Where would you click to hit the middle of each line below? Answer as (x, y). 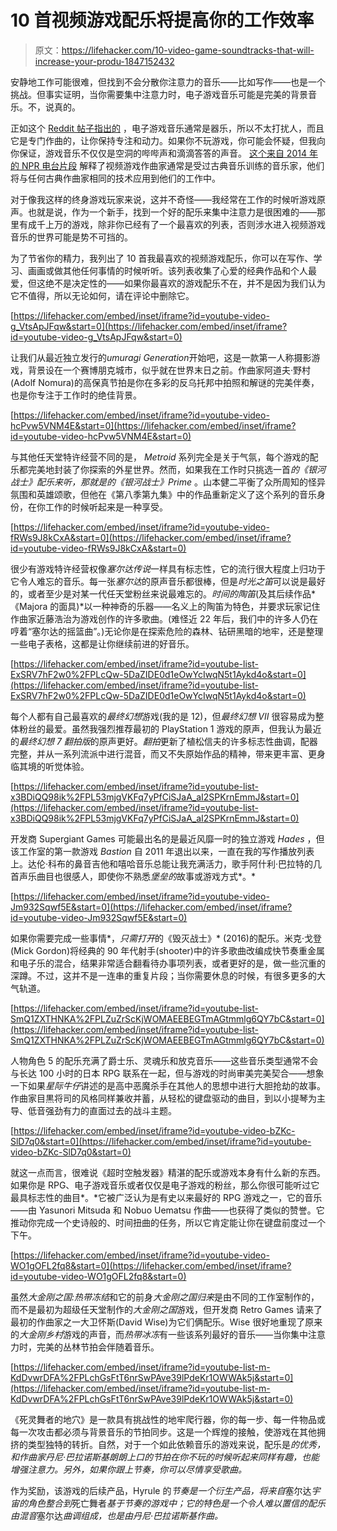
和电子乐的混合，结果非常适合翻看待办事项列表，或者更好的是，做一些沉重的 (168, 963)
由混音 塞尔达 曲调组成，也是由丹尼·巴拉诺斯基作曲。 (117, 1515)
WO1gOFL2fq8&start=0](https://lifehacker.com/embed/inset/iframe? (151, 1265)
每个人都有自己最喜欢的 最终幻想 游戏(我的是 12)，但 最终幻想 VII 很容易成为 (163, 716)
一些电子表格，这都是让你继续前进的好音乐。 (102, 643)
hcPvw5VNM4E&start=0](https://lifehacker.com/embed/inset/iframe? (153, 425)
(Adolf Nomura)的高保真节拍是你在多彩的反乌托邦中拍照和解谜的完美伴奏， (165, 382)
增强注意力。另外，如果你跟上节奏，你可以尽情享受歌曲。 (128, 1469)
